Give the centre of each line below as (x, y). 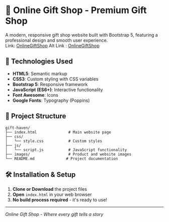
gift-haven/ (18, 128)
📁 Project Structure (36, 116)
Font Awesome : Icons (35, 95)
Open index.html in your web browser (52, 195)
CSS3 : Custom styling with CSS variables (55, 79)
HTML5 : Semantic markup (40, 73)
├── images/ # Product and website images (68, 154)
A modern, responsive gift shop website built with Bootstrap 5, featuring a (82, 35)
